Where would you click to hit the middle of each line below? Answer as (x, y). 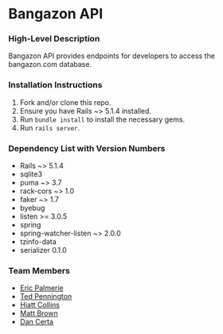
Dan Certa (37, 322)
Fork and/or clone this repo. (65, 102)
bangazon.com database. (50, 64)
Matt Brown (39, 313)
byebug (32, 208)
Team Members (39, 271)
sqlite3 (31, 174)
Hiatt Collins (40, 305)
